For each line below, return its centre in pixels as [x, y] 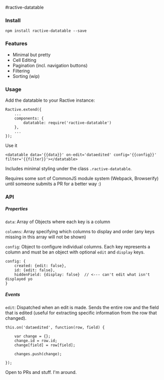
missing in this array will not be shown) [46, 237]
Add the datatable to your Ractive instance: [50, 100]
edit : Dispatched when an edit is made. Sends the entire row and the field [82, 307]
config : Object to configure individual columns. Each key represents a [78, 246]
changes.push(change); [38, 354]
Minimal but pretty [32, 55]
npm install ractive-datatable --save [46, 31]
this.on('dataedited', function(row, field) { [55, 327]
